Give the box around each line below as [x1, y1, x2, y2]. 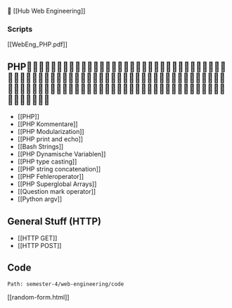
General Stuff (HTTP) [7, 215, 102, 227]
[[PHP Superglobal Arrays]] [17, 180, 97, 188]
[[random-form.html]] [7, 292, 70, 301]
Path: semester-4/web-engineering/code [7, 281, 124, 288]
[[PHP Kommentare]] [17, 120, 79, 128]
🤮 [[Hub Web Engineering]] [7, 7, 86, 15]
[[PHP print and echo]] [17, 135, 83, 144]
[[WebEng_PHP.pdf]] [7, 40, 68, 49]
